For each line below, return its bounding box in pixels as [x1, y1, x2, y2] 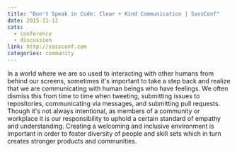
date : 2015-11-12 [7, 17, 59, 24]
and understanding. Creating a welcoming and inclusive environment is [7, 122, 214, 130]
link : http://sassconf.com [7, 43, 87, 50]
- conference [13, 30, 52, 37]
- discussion [13, 37, 52, 44]
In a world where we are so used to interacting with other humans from [7, 69, 214, 78]
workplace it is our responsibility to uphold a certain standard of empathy [7, 114, 221, 122]
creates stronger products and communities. [7, 136, 137, 145]
